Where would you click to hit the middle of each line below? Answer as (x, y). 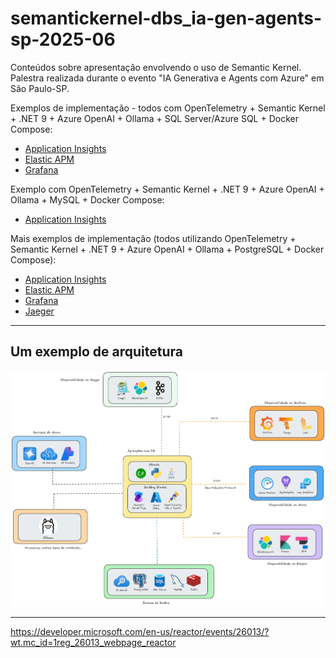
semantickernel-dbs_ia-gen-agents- (166, 18)
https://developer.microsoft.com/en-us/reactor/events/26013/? (140, 632)
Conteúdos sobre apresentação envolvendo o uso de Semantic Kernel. (156, 67)
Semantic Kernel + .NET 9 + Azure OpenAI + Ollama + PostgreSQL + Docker (167, 249)
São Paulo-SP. (40, 88)
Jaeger (39, 311)
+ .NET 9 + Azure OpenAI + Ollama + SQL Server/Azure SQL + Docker (154, 118)
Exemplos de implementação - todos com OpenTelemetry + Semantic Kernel (168, 108)
